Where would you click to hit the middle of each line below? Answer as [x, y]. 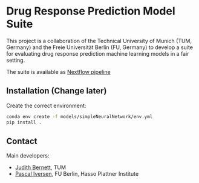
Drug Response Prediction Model [91, 11]
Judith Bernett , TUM [41, 167]
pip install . [24, 122]
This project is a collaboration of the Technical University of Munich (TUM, [99, 41]
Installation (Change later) [57, 91]
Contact [22, 141]
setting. [16, 60]
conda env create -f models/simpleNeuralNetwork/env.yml [80, 116]
